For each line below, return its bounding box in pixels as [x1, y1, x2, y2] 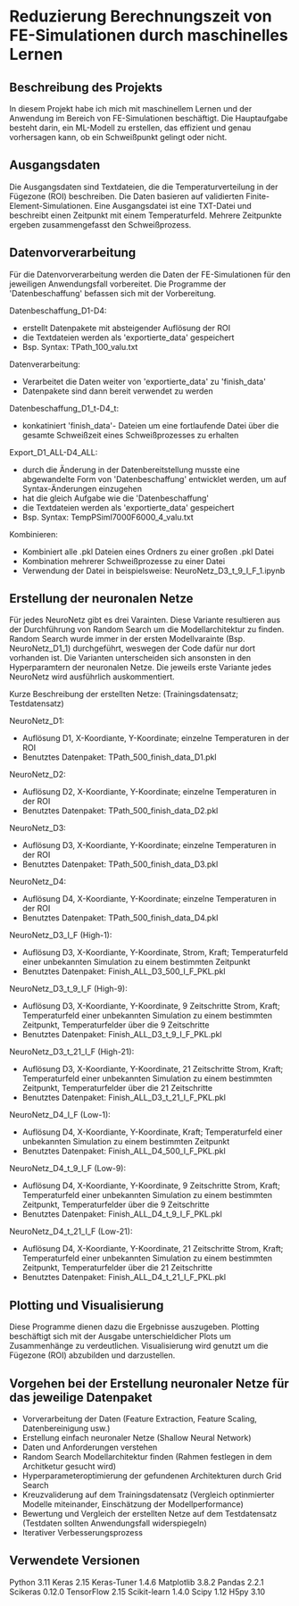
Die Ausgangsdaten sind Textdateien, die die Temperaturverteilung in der [9, 181, 278, 192]
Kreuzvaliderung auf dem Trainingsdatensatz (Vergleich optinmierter [21, 1489, 275, 1501]
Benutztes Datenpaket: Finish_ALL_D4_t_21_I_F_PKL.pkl [21, 1272, 226, 1283]
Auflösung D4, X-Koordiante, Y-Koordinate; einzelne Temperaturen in [21, 894, 277, 904]
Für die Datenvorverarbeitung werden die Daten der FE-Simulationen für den [9, 269, 291, 279]
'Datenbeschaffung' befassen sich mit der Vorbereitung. [9, 287, 217, 298]
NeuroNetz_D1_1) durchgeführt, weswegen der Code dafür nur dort [9, 643, 256, 653]
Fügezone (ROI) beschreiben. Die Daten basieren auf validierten [9, 190, 244, 202]
